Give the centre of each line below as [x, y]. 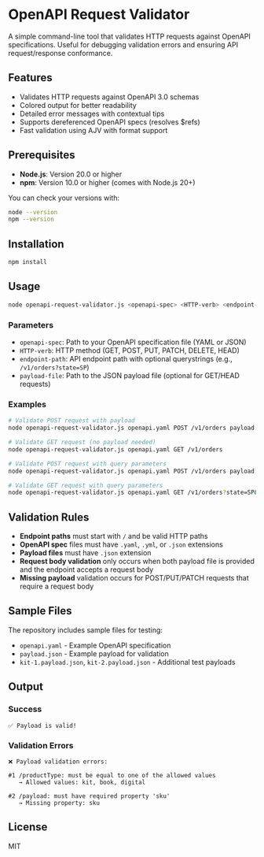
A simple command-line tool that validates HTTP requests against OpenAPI [130, 36]
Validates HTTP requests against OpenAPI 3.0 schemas [109, 97]
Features [30, 78]
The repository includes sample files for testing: [86, 630]
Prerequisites [42, 155]
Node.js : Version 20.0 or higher [71, 174]
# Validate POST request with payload [71, 421]
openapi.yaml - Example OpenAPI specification [95, 645]
